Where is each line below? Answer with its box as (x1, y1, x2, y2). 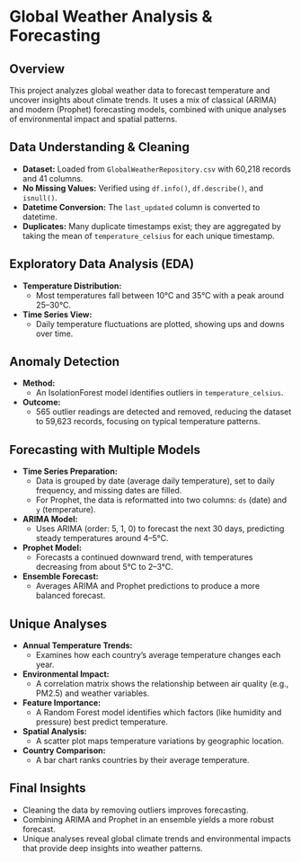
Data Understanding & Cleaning (9, 139, 190, 155)
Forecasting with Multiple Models (9, 442, 200, 458)
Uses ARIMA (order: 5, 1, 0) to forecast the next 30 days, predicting (35, 523, 285, 534)
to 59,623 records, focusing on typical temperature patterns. (35, 416, 261, 427)
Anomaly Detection (9, 354, 120, 369)
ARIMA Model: (22, 514, 78, 525)
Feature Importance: (22, 698, 102, 708)
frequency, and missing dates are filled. (35, 485, 182, 496)
